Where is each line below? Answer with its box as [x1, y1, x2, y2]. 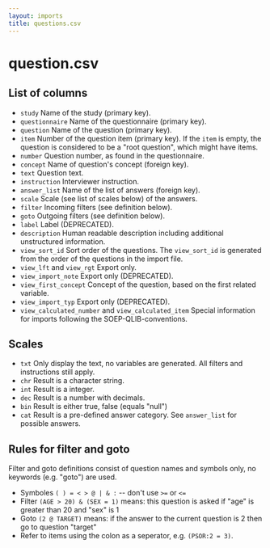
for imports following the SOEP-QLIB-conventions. [19, 314, 188, 323]
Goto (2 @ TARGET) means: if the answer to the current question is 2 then [19, 514, 263, 524]
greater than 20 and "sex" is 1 [19, 505, 120, 515]
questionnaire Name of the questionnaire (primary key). [19, 116, 207, 126]
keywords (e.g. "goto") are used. [8, 472, 117, 482]
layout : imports [8, 11, 63, 20]
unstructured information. [19, 236, 106, 247]
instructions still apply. [19, 367, 95, 377]
